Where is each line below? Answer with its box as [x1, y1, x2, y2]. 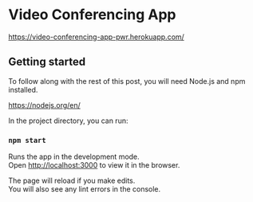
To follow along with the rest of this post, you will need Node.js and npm [8, 76, 246, 85]
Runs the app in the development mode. [8, 152, 140, 161]
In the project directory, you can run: [8, 116, 128, 125]
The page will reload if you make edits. [8, 176, 136, 185]
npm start [8, 136, 46, 145]
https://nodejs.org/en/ [8, 100, 81, 109]
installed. [8, 85, 38, 94]
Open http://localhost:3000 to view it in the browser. [8, 160, 180, 170]
